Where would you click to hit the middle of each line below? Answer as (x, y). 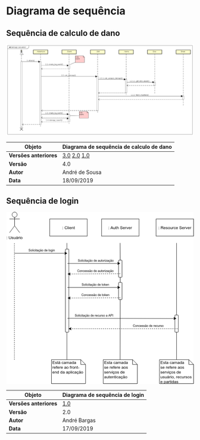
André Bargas (79, 420)
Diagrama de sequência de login (103, 395)
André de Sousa (82, 172)
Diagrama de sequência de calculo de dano (117, 147)
